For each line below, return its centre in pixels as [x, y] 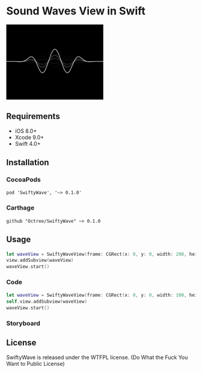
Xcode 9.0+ [29, 137]
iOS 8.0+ [26, 131]
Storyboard [23, 324]
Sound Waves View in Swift [76, 11]
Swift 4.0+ [28, 144]
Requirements [33, 116]
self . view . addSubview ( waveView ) [47, 302]
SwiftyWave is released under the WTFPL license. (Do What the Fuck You [97, 357]
